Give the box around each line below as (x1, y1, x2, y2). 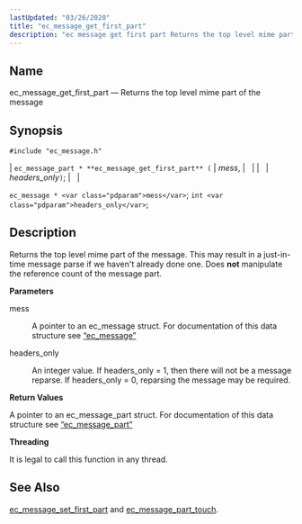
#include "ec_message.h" (9, 147, 102, 156)
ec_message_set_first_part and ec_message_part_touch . (9, 503, 218, 514)
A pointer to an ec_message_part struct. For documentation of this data (9, 409, 274, 420)
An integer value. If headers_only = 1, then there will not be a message (31, 365, 292, 375)
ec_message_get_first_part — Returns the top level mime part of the (9, 87, 261, 98)
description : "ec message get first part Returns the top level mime (9, 30, 276, 39)
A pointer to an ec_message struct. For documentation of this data (31, 321, 278, 331)
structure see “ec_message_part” (9, 419, 133, 429)
